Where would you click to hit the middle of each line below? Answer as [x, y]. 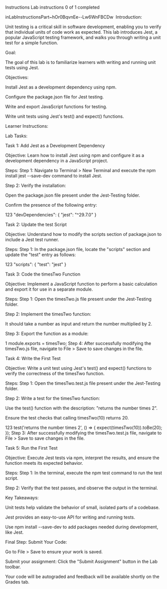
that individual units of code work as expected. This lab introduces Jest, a [81, 32]
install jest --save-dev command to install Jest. [54, 176]
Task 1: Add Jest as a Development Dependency [55, 146]
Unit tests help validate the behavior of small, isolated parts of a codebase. [82, 507]
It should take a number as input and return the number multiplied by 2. [79, 324]
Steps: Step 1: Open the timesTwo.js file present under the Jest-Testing [78, 299]
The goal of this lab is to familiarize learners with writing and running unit [80, 62]
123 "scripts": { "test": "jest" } [36, 264]
